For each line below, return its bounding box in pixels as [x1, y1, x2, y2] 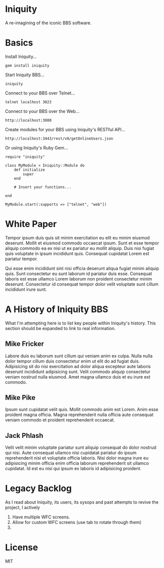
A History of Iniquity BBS [5, 304, 108, 315]
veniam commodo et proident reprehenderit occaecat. [5, 417, 115, 423]
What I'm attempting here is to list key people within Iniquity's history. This [5, 320, 156, 326]
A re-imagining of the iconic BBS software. [5, 20, 92, 26]
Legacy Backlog [5, 483, 72, 494]
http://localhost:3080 [5, 118, 52, 123]
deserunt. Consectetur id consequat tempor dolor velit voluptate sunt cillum [5, 281, 159, 287]
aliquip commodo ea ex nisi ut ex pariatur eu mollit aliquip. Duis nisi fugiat [5, 245, 154, 251]
